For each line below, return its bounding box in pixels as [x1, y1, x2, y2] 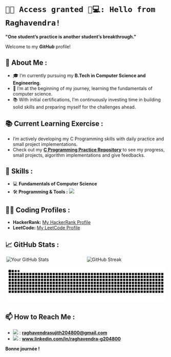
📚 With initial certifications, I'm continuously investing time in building [12, 96, 161, 103]
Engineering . [12, 80, 41, 86]
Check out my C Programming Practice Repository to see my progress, [12, 146, 165, 153]
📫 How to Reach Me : [5, 313, 75, 322]
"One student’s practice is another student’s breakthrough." [5, 33, 137, 40]
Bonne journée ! [5, 345, 40, 352]
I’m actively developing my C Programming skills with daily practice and [12, 136, 164, 142]
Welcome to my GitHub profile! [5, 43, 71, 49]
